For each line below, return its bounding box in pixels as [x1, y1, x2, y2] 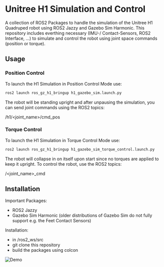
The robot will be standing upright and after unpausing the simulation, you [5, 99, 155, 105]
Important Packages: [5, 198, 48, 204]
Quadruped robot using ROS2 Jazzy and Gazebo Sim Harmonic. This [5, 25, 145, 30]
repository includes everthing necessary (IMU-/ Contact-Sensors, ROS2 [5, 30, 151, 36]
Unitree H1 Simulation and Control [5, 3, 146, 15]
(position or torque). [5, 40, 46, 46]
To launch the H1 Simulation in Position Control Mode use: [5, 81, 122, 87]
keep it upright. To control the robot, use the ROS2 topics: [5, 161, 122, 167]
